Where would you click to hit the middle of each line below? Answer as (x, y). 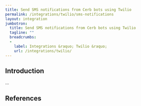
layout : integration (26, 19)
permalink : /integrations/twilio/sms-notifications (59, 14)
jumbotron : (16, 23)
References (23, 98)
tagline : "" (22, 33)
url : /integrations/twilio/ (43, 51)
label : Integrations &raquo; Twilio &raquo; (61, 46)
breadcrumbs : (23, 37)
